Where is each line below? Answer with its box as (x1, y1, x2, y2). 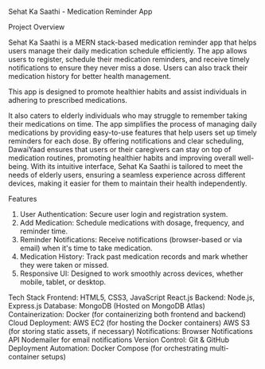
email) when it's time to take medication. (19, 243, 153, 253)
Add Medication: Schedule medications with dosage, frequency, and (19, 218, 244, 227)
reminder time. (19, 226, 68, 236)
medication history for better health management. (8, 72, 171, 80)
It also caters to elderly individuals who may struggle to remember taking (8, 111, 247, 120)
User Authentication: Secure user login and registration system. (19, 210, 228, 218)
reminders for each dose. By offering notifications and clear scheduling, (8, 136, 244, 146)
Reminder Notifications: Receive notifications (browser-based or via (19, 235, 243, 244)
